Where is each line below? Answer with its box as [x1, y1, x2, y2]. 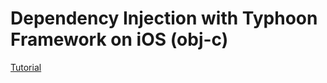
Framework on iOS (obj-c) [10, 28, 229, 51]
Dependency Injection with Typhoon [10, 7, 318, 30]
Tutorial [10, 61, 42, 73]
